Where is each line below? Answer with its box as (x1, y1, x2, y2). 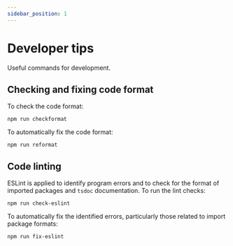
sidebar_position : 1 (7, 10, 68, 17)
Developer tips (7, 40, 94, 56)
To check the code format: (7, 102, 84, 110)
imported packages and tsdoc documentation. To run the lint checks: (7, 187, 206, 195)
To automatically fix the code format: (7, 128, 113, 136)
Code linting (7, 160, 62, 172)
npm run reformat (7, 141, 58, 149)
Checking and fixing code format (7, 83, 154, 95)
